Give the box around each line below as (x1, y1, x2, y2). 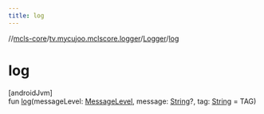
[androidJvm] (8, 88, 53, 97)
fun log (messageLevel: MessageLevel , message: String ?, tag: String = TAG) (8, 96, 257, 106)
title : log (8, 11, 45, 20)
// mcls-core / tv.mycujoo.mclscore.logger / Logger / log (8, 33, 179, 43)
